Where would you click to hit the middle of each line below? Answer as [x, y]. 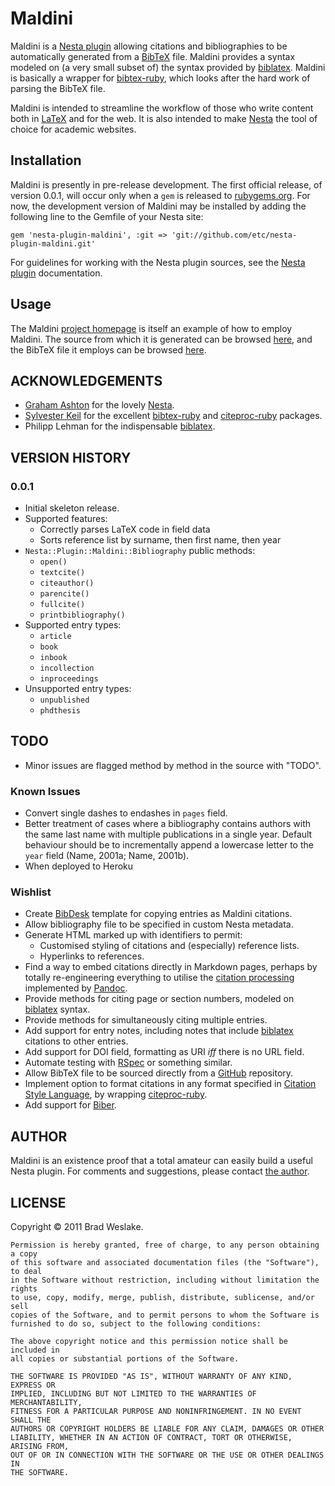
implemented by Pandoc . [76, 988]
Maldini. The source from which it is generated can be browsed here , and [161, 339]
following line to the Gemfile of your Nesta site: [107, 216]
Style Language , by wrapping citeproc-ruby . [116, 1094]
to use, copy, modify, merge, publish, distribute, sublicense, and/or [162, 1298]
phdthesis [60, 711]
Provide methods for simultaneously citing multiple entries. [146, 1020]
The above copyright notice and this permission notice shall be [149, 1342]
